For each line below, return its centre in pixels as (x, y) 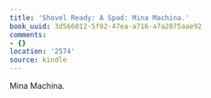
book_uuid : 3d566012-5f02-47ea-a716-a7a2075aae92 (106, 26)
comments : (28, 34)
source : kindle (38, 60)
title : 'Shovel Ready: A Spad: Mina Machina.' (100, 18)
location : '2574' (42, 52)
